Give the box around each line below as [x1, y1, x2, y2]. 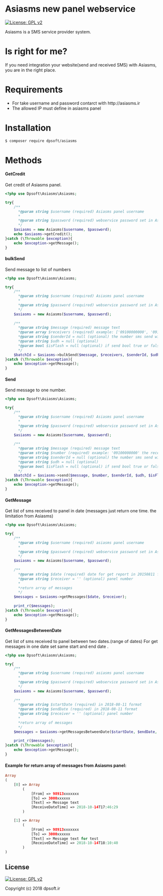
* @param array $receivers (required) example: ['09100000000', [17, 330, 149, 335]
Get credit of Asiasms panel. [5, 182, 62, 188]
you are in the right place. [5, 67, 56, 73]
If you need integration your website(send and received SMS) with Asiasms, [5, 62, 157, 68]
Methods [5, 154, 42, 166]
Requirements [5, 84, 63, 95]
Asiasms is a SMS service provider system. [5, 29, 91, 34]
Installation [5, 122, 51, 133]
